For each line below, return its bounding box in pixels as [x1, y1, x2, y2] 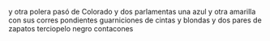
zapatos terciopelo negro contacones [8, 24, 134, 33]
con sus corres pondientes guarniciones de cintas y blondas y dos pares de [8, 15, 262, 25]
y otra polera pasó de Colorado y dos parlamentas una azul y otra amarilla [8, 7, 256, 16]
